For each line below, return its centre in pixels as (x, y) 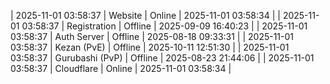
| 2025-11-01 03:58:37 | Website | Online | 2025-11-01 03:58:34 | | (145, 15)
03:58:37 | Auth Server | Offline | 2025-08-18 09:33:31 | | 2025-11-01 (152, 36)
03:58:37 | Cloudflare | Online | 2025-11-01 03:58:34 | (121, 68)
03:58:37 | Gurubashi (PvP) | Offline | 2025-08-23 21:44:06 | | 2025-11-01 (162, 58)
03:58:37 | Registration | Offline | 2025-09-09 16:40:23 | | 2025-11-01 (164, 26)
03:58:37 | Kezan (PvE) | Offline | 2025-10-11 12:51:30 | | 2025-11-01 (150, 47)
